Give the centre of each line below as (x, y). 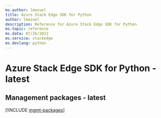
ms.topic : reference (27, 29)
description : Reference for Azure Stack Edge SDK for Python (71, 24)
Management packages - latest (56, 98)
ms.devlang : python (26, 43)
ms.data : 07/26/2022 (27, 34)
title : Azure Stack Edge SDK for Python (49, 15)
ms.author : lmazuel (26, 10)
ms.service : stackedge (29, 39)
